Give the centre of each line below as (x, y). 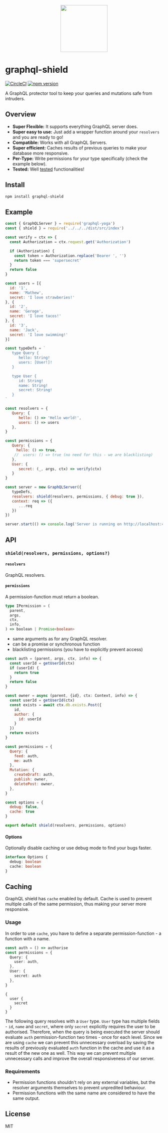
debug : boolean (25, 862)
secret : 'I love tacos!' (35, 316)
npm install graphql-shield (34, 196)
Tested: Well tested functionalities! (48, 169)
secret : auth (28, 976)
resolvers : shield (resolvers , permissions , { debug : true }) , (78, 497)
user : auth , (26, 962)
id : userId (30, 719)
